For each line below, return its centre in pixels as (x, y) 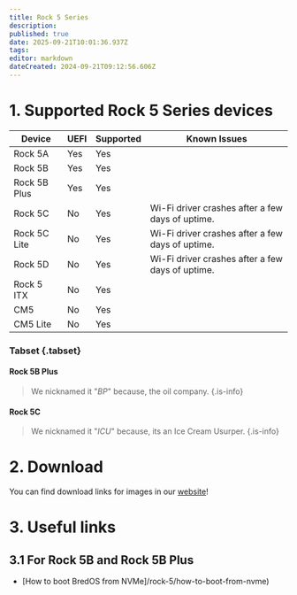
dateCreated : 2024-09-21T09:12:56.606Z (83, 67)
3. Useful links (63, 527)
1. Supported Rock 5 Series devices (141, 111)
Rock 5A (31, 153)
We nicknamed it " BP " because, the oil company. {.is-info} (137, 391)
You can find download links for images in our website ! (109, 491)
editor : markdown (41, 58)
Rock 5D (31, 264)
